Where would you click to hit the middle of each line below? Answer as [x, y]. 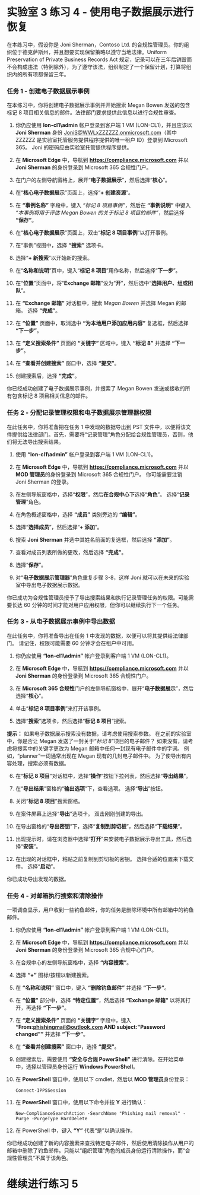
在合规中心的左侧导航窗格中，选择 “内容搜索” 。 [74, 962]
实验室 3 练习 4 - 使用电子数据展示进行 [100, 12]
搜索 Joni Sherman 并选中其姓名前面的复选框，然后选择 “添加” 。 [95, 539]
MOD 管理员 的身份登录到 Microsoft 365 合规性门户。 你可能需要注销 [99, 474]
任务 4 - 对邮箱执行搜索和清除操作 [55, 895]
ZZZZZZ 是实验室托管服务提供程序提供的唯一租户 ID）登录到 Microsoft [101, 140]
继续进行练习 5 [43, 1184]
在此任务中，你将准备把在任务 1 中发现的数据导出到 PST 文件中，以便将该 [96, 427]
